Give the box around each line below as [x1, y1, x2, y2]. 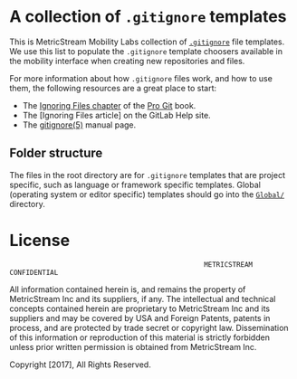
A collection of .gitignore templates [9, 6, 287, 27]
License [9, 230, 71, 251]
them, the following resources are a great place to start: [9, 82, 217, 93]
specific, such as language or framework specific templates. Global [9, 179, 261, 190]
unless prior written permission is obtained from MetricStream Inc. [9, 341, 257, 352]
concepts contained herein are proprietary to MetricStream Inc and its [9, 303, 271, 314]
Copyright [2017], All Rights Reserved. [9, 359, 151, 370]
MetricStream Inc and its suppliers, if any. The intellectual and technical [9, 293, 276, 304]
